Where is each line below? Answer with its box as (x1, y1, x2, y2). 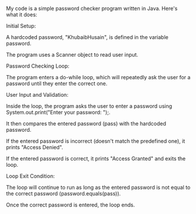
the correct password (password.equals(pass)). (6, 190, 121, 197)
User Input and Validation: (6, 92, 68, 98)
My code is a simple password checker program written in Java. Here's (6, 5, 178, 12)
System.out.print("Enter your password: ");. (6, 109, 111, 115)
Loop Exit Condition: (6, 173, 55, 180)
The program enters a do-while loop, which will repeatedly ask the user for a (6, 74, 191, 80)
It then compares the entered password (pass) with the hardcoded (6, 120, 167, 127)
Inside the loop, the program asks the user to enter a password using (6, 103, 173, 110)
